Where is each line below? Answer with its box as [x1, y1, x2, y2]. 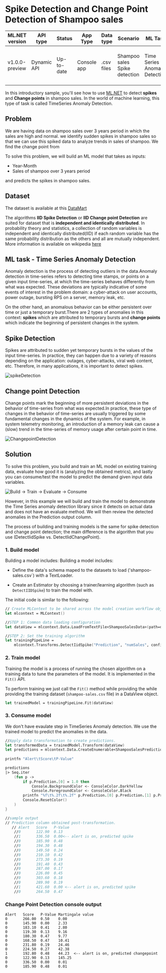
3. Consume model [5, 712, 51, 719]
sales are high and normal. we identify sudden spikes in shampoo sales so [5, 133, 157, 139]
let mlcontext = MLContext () [5, 611, 65, 616]
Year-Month [12, 163, 37, 169]
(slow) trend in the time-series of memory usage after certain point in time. [5, 426, 157, 432]
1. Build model [5, 546, 40, 553]
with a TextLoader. [35, 572, 74, 579]
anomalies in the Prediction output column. [5, 514, 92, 520]
